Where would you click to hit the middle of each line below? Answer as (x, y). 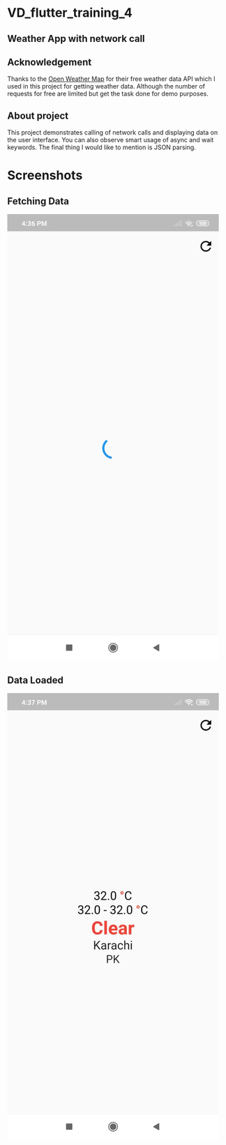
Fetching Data (38, 201)
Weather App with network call (76, 39)
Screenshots (45, 175)
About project (38, 115)
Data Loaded (36, 680)
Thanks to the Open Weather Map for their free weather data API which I (111, 79)
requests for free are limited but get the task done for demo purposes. (108, 94)
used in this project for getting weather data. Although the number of (106, 86)
